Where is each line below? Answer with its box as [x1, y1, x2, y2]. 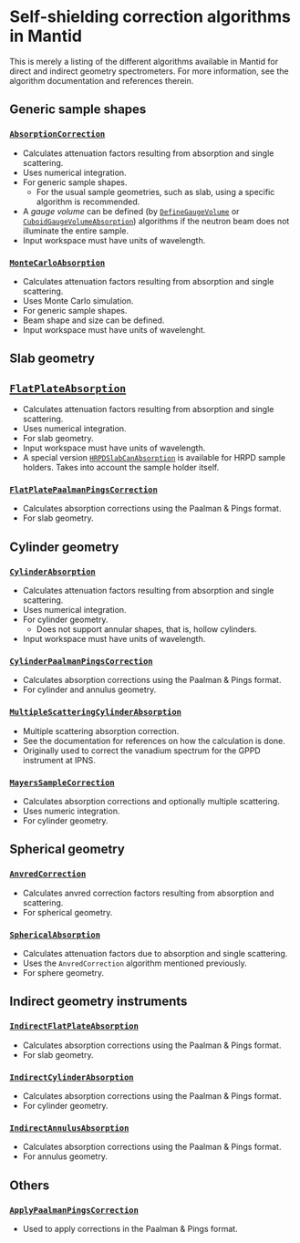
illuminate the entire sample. [22, 225, 129, 236]
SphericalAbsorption [9, 929, 101, 940]
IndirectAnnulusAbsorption [9, 1123, 129, 1133]
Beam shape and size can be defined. [22, 315, 165, 326]
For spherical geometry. [22, 906, 113, 917]
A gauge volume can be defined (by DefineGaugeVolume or [22, 205, 240, 216]
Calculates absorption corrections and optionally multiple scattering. [22, 796, 280, 806]
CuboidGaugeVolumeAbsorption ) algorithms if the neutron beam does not [22, 215, 290, 226]
